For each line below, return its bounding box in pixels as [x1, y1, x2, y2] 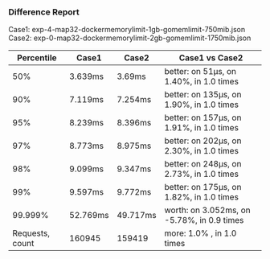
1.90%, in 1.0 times [164, 99, 239, 110]
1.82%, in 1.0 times [164, 191, 239, 203]
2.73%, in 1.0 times [164, 168, 239, 179]
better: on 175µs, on [164, 182, 242, 193]
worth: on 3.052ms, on [164, 204, 251, 216]
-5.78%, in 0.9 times [164, 215, 244, 226]
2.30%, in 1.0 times [164, 146, 239, 157]
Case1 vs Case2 [178, 52, 243, 64]
